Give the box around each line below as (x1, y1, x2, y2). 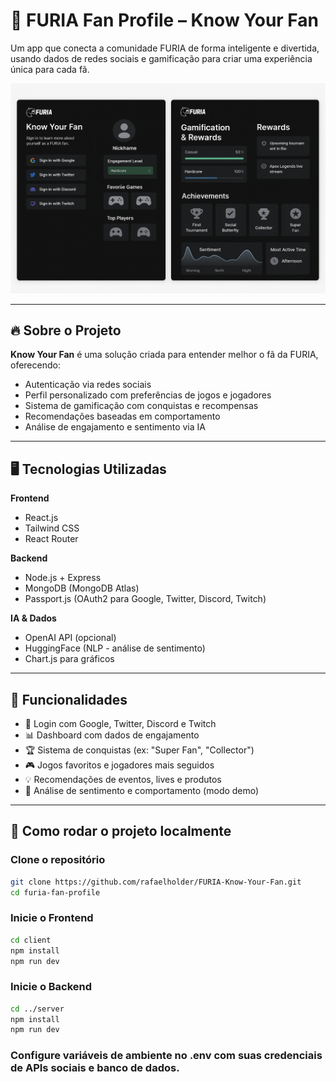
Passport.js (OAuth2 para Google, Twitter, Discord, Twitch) (24, 593, 267, 605)
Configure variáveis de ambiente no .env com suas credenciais (10, 1049, 323, 1063)
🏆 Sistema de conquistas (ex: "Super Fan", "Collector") (24, 744, 255, 756)
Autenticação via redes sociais (24, 379, 152, 391)
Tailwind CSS (24, 522, 80, 534)
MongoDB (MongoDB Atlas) (24, 582, 140, 594)
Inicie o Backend (10, 980, 93, 994)
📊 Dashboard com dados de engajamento (24, 729, 200, 741)
